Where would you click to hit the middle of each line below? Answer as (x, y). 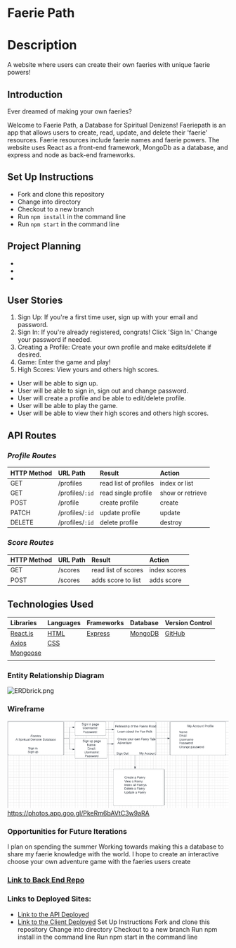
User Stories (35, 300)
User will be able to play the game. (67, 406)
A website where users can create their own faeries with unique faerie (109, 65)
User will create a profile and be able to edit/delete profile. (101, 398)
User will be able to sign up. (58, 383)
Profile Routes (32, 455)
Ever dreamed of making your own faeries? (70, 111)
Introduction (35, 94)
